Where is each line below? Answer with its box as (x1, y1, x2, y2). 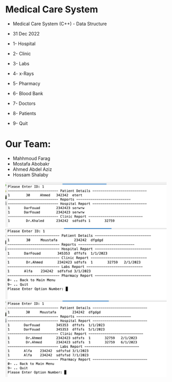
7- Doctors (12, 100, 36, 106)
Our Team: (5, 138, 51, 150)
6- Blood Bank (12, 90, 44, 96)
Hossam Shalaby (12, 171, 49, 178)
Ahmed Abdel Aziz (12, 166, 52, 172)
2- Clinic (12, 50, 31, 57)
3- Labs (12, 60, 30, 66)
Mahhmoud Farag (12, 155, 50, 161)
